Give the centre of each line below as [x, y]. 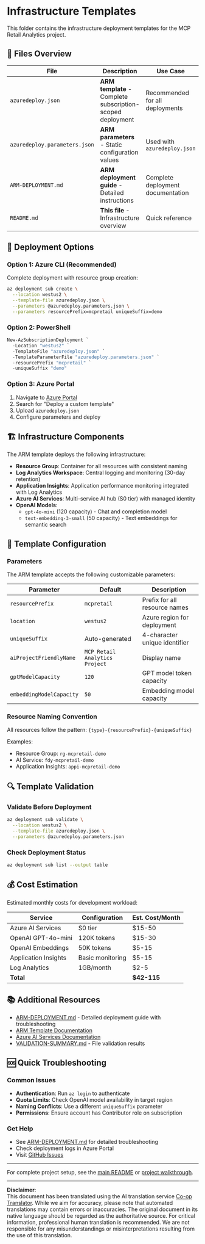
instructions [117, 200]
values [109, 160]
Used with [160, 142]
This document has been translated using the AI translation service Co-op [99, 1196]
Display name [162, 658]
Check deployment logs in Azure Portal [65, 1148]
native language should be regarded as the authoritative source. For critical [101, 1216]
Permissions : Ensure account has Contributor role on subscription [99, 1113]
